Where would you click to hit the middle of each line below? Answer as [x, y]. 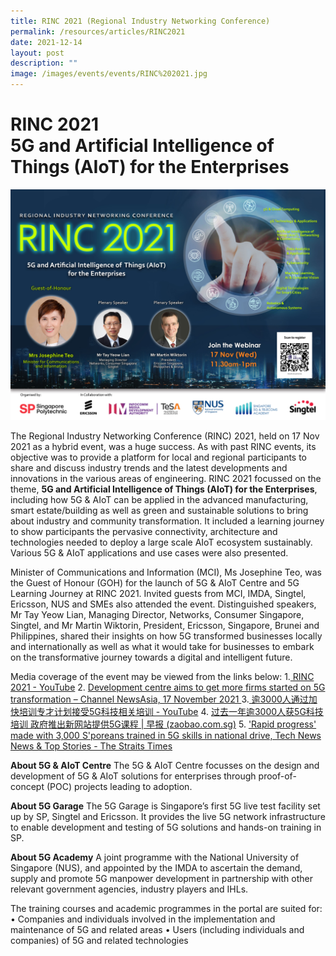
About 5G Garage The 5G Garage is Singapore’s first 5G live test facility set [165, 806]
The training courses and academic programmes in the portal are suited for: [166, 909]
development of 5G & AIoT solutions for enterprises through [133, 776]
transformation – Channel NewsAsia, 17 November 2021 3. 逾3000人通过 [159, 699]
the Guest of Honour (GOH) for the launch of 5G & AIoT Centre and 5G [155, 583]
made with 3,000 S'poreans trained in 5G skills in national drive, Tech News [166, 736]
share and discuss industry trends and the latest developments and [149, 468]
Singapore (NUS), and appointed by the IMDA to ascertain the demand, [156, 868]
